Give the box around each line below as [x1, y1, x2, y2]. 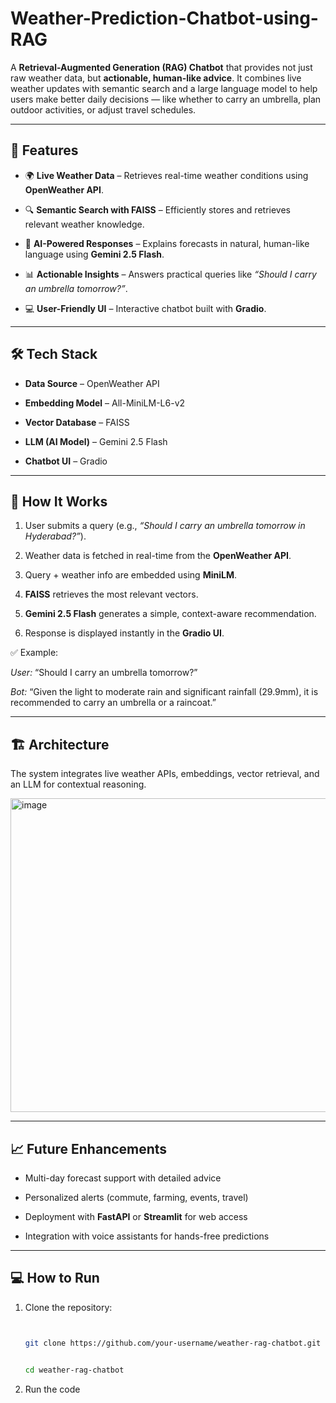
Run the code [24, 1383, 81, 1395]
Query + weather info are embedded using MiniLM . [24, 569, 237, 581]
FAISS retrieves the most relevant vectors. [24, 588, 199, 601]
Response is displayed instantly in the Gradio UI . [24, 627, 225, 639]
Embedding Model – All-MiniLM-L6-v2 [24, 397, 186, 409]
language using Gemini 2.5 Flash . [24, 248, 165, 260]
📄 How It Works [10, 493, 108, 510]
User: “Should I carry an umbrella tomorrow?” [10, 667, 198, 679]
